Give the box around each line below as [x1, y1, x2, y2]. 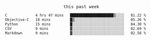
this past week [63, 4, 99, 9]
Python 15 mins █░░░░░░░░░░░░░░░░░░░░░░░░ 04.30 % [5, 21, 146, 27]
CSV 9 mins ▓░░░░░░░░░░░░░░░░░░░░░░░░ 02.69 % [5, 26, 146, 31]
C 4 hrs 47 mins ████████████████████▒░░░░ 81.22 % [5, 13, 146, 18]
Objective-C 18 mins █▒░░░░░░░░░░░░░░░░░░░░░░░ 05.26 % [5, 17, 146, 22]
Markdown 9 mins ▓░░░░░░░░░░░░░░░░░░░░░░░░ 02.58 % [5, 30, 146, 35]
